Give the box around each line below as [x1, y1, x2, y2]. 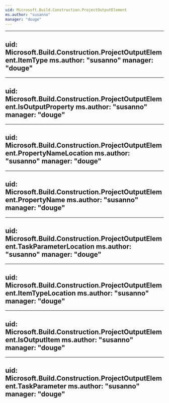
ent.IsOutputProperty [5, 102, 74, 111]
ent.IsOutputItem [5, 335, 60, 344]
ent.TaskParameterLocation [5, 243, 95, 251]
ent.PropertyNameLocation [5, 149, 94, 158]
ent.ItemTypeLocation [5, 289, 76, 298]
